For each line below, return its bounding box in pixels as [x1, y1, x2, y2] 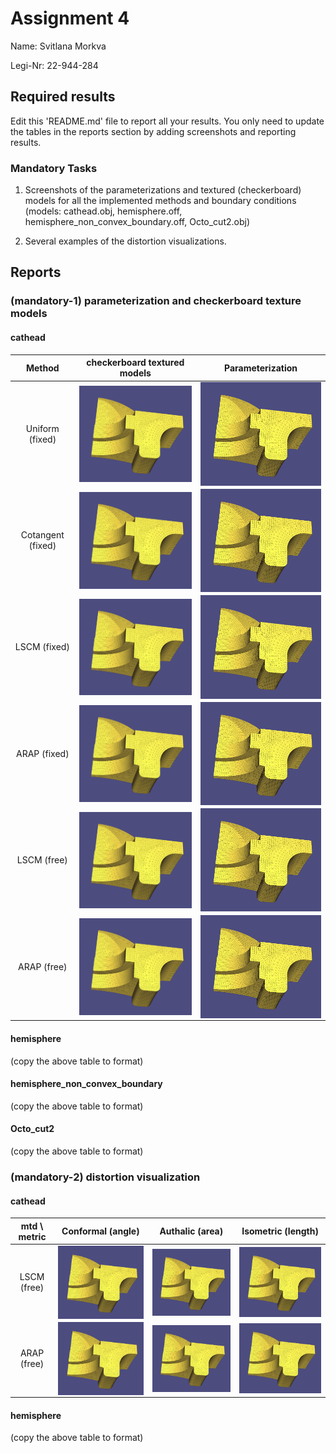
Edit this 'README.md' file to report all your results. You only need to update [10, 115, 325, 127]
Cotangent [20, 529, 65, 541]
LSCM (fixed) [14, 641, 70, 653]
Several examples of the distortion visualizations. [24, 235, 227, 247]
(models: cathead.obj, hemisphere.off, [24, 205, 183, 217]
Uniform [25, 422, 60, 434]
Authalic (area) [159, 1225, 224, 1237]
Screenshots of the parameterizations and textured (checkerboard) [24, 184, 302, 196]
